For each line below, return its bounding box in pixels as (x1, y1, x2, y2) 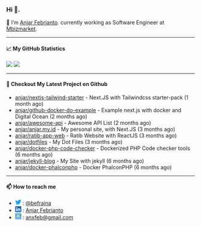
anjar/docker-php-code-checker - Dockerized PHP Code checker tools (14, 145, 190, 152)
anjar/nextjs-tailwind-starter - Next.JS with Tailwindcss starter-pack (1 (14, 94, 188, 101)
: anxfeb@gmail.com (22, 213, 74, 220)
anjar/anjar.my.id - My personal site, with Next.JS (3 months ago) (14, 125, 175, 133)
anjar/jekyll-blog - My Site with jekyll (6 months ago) (14, 157, 145, 164)
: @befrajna (22, 200, 51, 207)
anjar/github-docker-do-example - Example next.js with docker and (14, 106, 181, 113)
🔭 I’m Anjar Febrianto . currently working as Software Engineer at (6, 19, 165, 26)
